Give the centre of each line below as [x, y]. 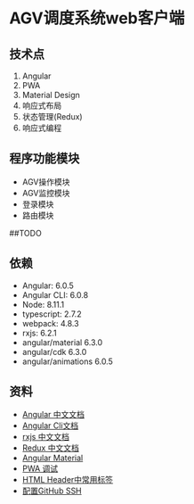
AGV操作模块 [46, 182]
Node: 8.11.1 [43, 304]
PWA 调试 [40, 468]
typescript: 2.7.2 [52, 314]
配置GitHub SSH [52, 491]
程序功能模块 [44, 158]
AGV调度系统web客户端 [97, 18]
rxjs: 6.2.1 [39, 333]
